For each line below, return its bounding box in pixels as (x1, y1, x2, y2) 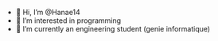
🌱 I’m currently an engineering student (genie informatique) (15, 24, 211, 33)
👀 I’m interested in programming (15, 16, 122, 25)
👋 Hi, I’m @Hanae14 (15, 8, 81, 17)
